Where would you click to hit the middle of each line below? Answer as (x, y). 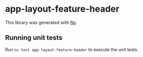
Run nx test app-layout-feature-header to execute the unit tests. (72, 49)
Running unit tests (34, 38)
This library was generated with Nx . (41, 22)
